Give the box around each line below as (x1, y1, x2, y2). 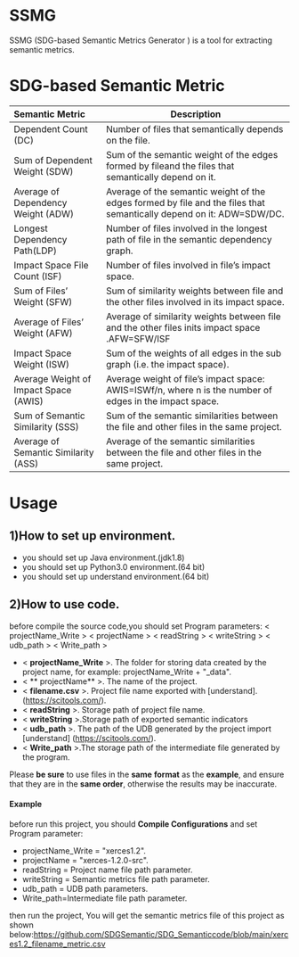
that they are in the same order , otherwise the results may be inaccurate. (9, 778, 278, 789)
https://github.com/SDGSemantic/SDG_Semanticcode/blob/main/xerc (33, 928, 289, 939)
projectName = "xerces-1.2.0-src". (21, 854, 149, 865)
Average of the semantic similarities (106, 434, 255, 447)
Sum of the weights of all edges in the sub (106, 347, 282, 359)
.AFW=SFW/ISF (106, 332, 171, 344)
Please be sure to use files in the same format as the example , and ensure (9, 769, 285, 780)
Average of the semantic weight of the (106, 185, 265, 197)
